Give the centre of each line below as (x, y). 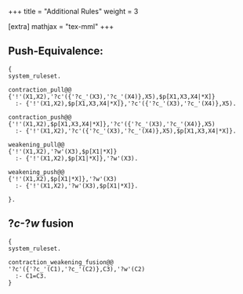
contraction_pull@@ (40, 89)
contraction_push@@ (40, 117)
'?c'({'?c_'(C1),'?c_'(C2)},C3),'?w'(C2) (77, 269)
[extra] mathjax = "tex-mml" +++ (61, 26)
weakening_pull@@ (36, 144)
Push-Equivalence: (56, 51)
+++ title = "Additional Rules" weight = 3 (73, 11)
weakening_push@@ (36, 172)
